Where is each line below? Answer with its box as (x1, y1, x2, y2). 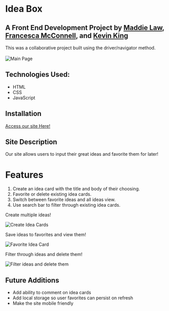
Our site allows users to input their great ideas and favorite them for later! (5, 151, 159, 157)
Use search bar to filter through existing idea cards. (12, 202, 121, 208)
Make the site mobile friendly (12, 300, 74, 306)
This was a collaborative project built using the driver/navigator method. (5, 45, 156, 51)
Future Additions (5, 276, 59, 285)
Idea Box (5, 3, 43, 15)
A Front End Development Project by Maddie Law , (5, 23, 164, 32)
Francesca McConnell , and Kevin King (5, 31, 128, 40)
